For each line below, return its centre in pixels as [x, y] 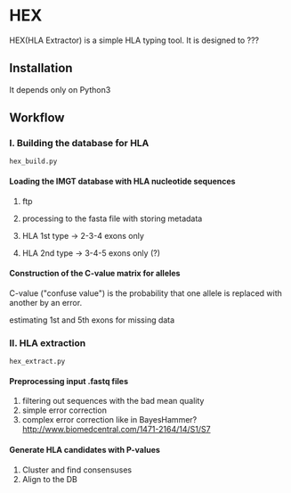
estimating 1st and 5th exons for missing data [92, 320]
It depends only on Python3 [60, 89]
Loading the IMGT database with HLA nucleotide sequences [122, 181]
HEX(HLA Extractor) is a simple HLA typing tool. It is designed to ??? [134, 40]
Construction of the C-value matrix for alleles [95, 274]
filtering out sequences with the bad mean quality [113, 401]
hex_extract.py [37, 362]
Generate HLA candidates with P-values [85, 449]
